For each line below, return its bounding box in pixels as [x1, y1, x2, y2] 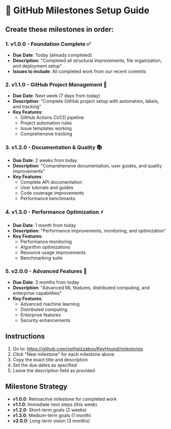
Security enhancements [20, 317, 71, 324]
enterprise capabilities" [12, 290, 62, 296]
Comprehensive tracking [20, 131, 72, 137]
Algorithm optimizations [20, 244, 70, 250]
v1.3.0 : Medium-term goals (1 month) [12, 412, 91, 418]
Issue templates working [20, 125, 72, 132]
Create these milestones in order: [5, 25, 114, 34]
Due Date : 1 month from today [12, 222, 76, 228]
